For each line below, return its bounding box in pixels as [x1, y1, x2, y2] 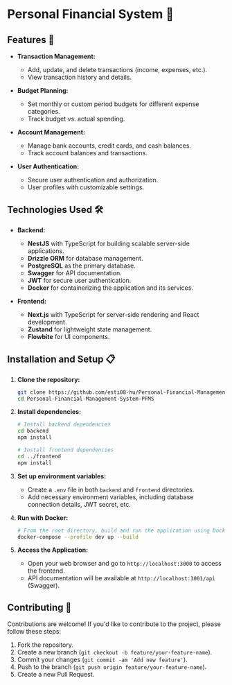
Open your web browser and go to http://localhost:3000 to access [27, 560, 222, 568]
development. [27, 318, 67, 326]
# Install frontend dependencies [17, 446, 114, 453]
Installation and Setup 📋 [7, 354, 116, 365]
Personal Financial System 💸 [7, 6, 175, 22]
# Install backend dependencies [17, 421, 111, 428]
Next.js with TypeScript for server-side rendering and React [27, 310, 199, 318]
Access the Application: [17, 546, 89, 554]
